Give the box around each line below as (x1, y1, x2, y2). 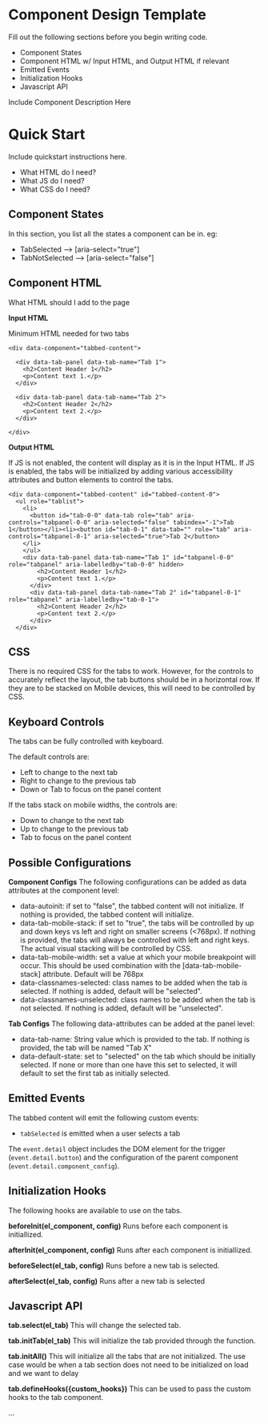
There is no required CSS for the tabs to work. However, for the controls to (8, 667, 254, 676)
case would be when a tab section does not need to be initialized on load (8, 1360, 249, 1370)
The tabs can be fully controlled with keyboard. (8, 736, 164, 746)
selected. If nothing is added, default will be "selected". (19, 986, 202, 995)
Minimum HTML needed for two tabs (8, 329, 130, 338)
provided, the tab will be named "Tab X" (19, 1043, 152, 1052)
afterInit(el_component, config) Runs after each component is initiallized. (8, 1244, 253, 1255)
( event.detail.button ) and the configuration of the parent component (8, 1152, 238, 1162)
